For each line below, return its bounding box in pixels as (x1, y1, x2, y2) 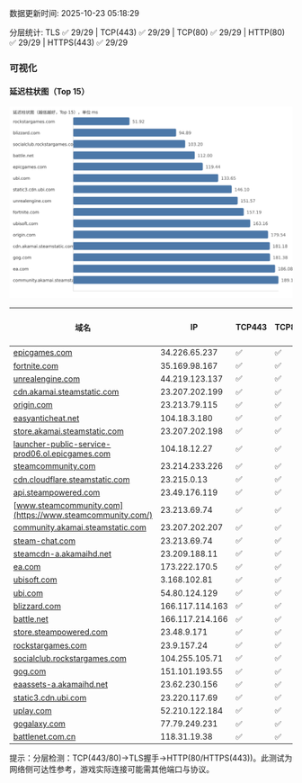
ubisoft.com (13, 574, 58, 585)
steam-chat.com (13, 535, 76, 546)
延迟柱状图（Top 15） (9, 85, 90, 96)
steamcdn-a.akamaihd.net (13, 548, 112, 559)
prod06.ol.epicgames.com (13, 448, 111, 459)
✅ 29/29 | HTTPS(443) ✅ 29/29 (9, 37, 129, 48)
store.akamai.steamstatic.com (13, 426, 124, 436)
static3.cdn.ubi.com (13, 692, 87, 703)
